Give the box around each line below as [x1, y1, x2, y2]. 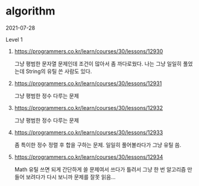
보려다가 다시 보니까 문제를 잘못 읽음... [25, 173, 116, 181]
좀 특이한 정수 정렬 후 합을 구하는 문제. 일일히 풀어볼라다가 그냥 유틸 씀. [14, 141, 182, 149]
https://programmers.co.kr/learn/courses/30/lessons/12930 [14, 47, 163, 55]
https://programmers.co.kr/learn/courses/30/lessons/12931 [14, 80, 162, 87]
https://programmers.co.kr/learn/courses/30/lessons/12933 [14, 129, 163, 136]
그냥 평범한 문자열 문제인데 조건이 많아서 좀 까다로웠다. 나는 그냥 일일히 [14, 60, 182, 67]
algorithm [5, 4, 55, 18]
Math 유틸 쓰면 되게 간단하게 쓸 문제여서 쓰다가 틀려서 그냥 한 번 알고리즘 [14, 165, 186, 173]
